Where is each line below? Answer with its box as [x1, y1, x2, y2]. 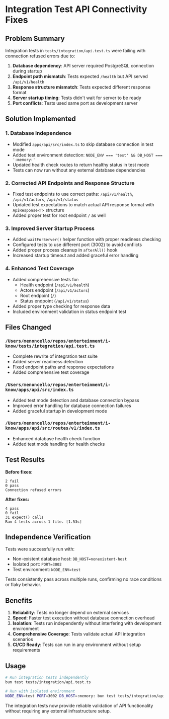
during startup [12, 68, 43, 74]
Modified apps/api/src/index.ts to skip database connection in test [12, 141, 153, 147]
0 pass [5, 483, 19, 488]
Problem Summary [5, 34, 65, 43]
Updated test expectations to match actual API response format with [12, 201, 154, 207]
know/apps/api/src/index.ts [5, 387, 74, 393]
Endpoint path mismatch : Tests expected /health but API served [12, 73, 148, 79]
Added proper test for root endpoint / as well [12, 212, 106, 218]
